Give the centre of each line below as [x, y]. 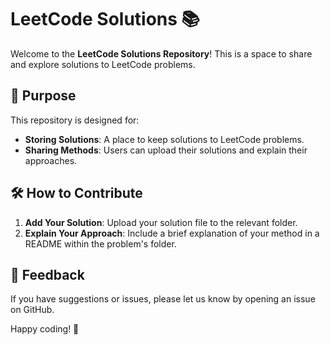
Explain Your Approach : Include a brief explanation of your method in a [172, 233]
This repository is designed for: [75, 120]
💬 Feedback [47, 274]
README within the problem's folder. [100, 243]
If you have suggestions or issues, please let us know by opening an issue [163, 299]
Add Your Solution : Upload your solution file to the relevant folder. [161, 222]
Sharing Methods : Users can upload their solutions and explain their [166, 150]
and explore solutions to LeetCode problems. [103, 64]
